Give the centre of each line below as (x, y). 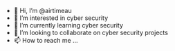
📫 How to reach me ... (46, 40)
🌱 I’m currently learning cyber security (68, 25)
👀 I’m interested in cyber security (61, 18)
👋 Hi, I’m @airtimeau (43, 11)
